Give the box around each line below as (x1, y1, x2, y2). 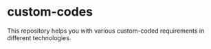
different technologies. (7, 33, 71, 42)
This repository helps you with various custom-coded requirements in (7, 27, 205, 35)
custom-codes (7, 4, 93, 20)
